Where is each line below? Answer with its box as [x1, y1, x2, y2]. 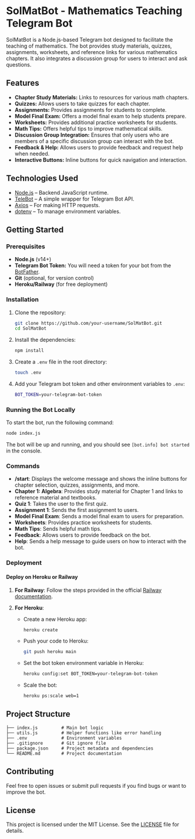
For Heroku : [14, 604, 44, 611]
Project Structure [6, 709, 70, 719]
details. [6, 827, 24, 834]
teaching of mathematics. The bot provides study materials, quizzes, [6, 42, 172, 49]
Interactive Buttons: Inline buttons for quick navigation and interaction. [14, 156, 187, 163]
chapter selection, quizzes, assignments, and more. [14, 481, 140, 489]
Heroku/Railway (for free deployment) [14, 281, 108, 288]
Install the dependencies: [14, 337, 76, 344]
